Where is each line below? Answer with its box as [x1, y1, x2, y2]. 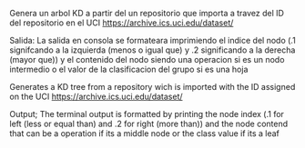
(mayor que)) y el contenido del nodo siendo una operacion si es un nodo [9, 54, 285, 64]
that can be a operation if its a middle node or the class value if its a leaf [9, 128, 280, 139]
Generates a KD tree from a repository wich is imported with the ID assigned [9, 82, 296, 92]
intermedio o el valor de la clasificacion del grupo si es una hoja [9, 64, 249, 74]
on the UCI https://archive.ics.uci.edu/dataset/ [9, 91, 184, 102]
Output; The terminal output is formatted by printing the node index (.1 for [9, 109, 285, 119]
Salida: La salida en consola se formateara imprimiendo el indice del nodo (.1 [9, 35, 296, 45]
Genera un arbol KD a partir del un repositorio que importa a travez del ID [9, 8, 285, 18]
